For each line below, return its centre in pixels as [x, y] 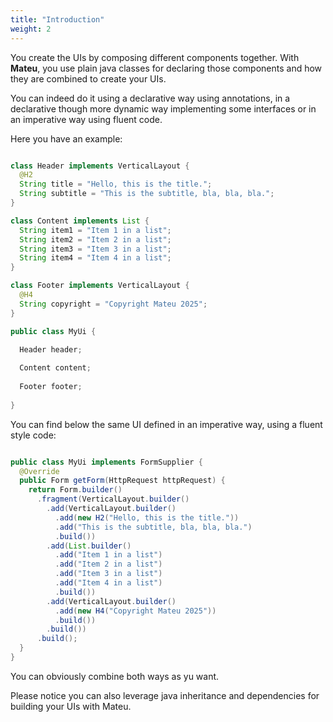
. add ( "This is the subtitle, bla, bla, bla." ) [153, 527]
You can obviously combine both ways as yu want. [115, 676]
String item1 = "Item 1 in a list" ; [95, 230]
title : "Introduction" [57, 19]
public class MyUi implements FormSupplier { [106, 462]
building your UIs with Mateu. [71, 706]
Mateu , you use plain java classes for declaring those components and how [166, 68]
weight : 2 [31, 29]
